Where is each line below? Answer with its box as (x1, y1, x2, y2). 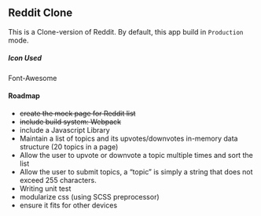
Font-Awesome (8, 73, 57, 82)
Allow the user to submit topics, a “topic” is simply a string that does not (19, 167, 253, 176)
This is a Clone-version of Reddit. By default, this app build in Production (8, 27, 244, 36)
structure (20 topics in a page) (19, 141, 119, 152)
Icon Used (8, 53, 42, 63)
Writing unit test (19, 184, 72, 193)
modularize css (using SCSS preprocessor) (19, 192, 160, 201)
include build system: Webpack (19, 117, 122, 126)
